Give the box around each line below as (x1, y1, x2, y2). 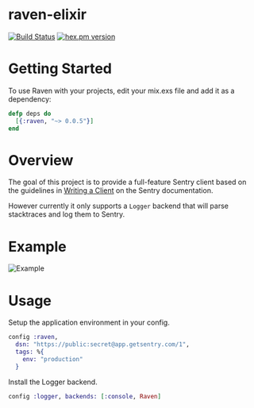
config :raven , (8, 333, 59, 341)
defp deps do (8, 110, 52, 117)
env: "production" (22, 355, 83, 363)
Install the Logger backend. (8, 377, 98, 387)
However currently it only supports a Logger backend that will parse (8, 201, 229, 211)
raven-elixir (8, 6, 87, 24)
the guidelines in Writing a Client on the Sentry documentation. (8, 186, 214, 195)
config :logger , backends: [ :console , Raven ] (8, 392, 161, 400)
